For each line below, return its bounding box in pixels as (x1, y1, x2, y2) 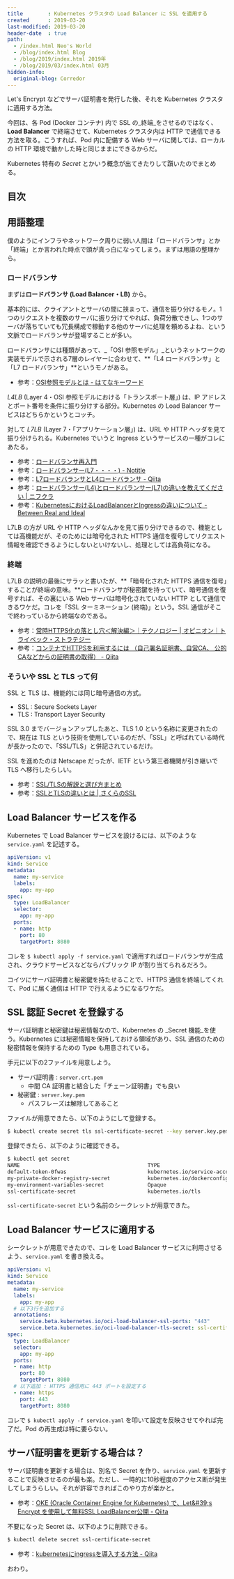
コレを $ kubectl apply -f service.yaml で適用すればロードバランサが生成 (7, 952, 224, 960)
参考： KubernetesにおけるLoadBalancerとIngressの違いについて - (17, 501, 208, 509)
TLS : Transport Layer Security (17, 710, 106, 719)
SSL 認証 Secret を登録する (7, 1006, 125, 1018)
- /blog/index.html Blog (13, 49, 86, 56)
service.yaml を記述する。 (7, 840, 84, 848)
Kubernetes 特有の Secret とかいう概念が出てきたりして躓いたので (7, 160, 198, 168)
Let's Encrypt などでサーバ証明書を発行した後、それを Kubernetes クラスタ (7, 95, 224, 103)
